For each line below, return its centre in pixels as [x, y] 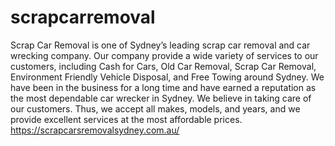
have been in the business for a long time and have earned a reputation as [163, 87]
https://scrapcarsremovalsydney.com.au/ [95, 130]
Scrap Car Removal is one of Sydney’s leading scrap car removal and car [160, 45]
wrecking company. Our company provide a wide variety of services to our [164, 55]
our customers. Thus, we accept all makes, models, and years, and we [155, 108]
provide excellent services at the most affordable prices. [126, 119]
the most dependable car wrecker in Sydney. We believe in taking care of [161, 98]
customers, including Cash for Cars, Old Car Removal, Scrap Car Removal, [163, 66]
